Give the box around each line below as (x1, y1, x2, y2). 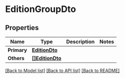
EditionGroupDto (5, 3, 76, 15)
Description (66, 38, 95, 45)
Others (7, 55, 25, 61)
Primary (7, 46, 27, 53)
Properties (5, 23, 39, 32)
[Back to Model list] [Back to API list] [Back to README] (5, 67, 120, 73)
